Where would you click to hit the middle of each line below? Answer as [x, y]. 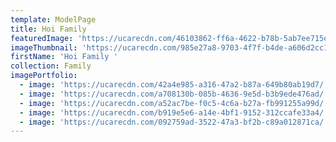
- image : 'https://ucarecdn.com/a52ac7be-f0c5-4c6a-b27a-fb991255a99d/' [174, 103]
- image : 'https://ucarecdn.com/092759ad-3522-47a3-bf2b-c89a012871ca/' [174, 122]
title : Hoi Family [48, 29]
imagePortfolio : [44, 76]
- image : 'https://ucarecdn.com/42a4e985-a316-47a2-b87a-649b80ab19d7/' [174, 85]
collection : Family [51, 66]
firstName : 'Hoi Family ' [64, 57]
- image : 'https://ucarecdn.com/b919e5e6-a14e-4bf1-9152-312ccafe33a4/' [174, 112]
